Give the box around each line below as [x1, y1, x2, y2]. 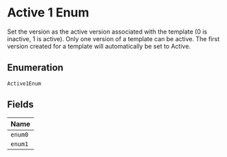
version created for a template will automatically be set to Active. [7, 42, 191, 50]
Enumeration [7, 62, 64, 73]
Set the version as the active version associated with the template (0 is [7, 27, 208, 36]
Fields [7, 99, 34, 110]
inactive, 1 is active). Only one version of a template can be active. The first [7, 34, 220, 43]
